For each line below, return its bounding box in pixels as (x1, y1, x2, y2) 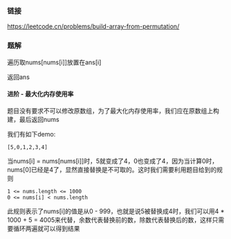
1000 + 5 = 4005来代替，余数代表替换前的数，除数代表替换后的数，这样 (7, 215, 212, 224)
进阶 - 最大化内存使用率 (7, 90, 74, 98)
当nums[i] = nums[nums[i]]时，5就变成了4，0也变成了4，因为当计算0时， (7, 157, 219, 165)
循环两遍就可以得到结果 (12, 224, 80, 233)
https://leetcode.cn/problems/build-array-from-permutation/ (7, 22, 180, 30)
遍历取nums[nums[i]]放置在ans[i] (7, 57, 102, 67)
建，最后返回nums (7, 115, 60, 123)
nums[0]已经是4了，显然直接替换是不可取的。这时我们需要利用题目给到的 (7, 165, 217, 174)
